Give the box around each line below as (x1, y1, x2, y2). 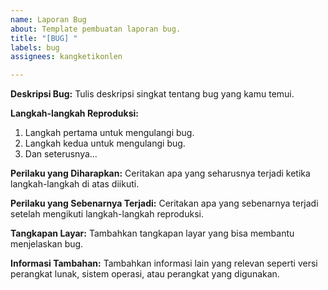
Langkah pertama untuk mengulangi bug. (24, 127, 195, 139)
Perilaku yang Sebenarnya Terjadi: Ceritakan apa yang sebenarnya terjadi (10, 197, 319, 210)
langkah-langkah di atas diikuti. (10, 178, 140, 190)
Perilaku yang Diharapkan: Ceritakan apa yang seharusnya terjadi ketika (10, 167, 311, 180)
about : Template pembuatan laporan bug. (10, 24, 182, 34)
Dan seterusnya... (24, 148, 98, 160)
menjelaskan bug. (10, 238, 84, 250)
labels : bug (10, 42, 60, 53)
